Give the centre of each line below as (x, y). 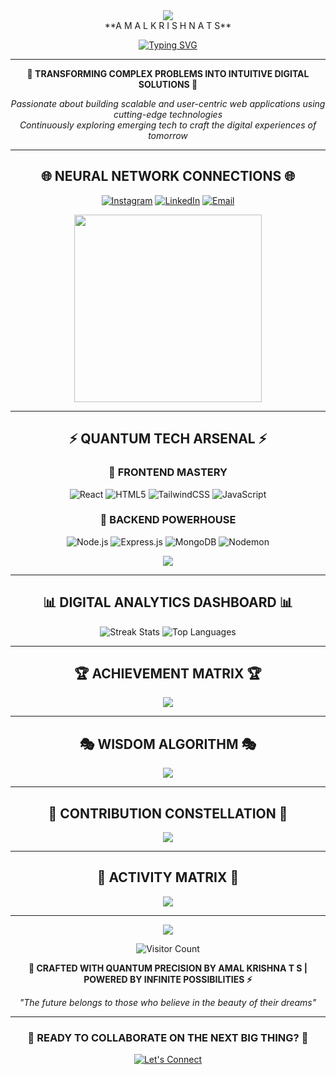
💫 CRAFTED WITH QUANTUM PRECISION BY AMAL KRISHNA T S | (168, 968)
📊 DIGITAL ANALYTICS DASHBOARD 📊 (168, 602)
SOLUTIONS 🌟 (168, 84)
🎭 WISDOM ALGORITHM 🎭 (168, 744)
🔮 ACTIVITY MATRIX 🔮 (168, 877)
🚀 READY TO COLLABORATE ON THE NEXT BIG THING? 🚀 (168, 1037)
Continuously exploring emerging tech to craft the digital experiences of (168, 125)
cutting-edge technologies (168, 114)
